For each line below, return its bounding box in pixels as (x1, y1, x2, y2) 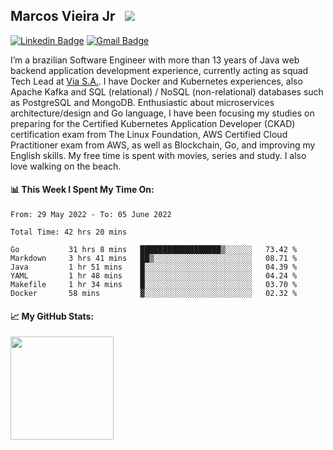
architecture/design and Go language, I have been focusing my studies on (10, 107, 315, 119)
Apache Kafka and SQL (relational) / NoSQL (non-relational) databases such (10, 85, 324, 98)
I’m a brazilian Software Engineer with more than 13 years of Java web (10, 54, 300, 66)
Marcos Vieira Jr (10, 8, 116, 25)
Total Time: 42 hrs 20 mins (10, 227, 128, 238)
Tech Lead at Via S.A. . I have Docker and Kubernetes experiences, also (10, 75, 303, 87)
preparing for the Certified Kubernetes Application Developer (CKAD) (10, 117, 296, 129)
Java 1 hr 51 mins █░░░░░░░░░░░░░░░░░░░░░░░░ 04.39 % (10, 262, 298, 273)
